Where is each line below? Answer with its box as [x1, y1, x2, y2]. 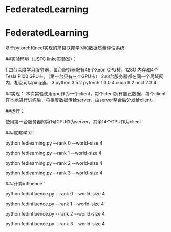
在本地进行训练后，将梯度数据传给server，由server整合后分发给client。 [5, 97, 156, 103]
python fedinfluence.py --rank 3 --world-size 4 [5, 221, 105, 227]
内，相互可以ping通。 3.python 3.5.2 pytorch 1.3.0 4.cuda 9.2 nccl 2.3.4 [5, 80, 157, 86]
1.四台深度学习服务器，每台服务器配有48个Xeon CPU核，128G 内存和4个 [5, 67, 159, 73]
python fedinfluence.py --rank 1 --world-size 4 [5, 201, 104, 207]
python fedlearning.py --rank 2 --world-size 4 [5, 160, 103, 166]
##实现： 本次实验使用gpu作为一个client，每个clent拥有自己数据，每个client [5, 91, 166, 97]
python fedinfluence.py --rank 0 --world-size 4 [5, 191, 105, 197]
